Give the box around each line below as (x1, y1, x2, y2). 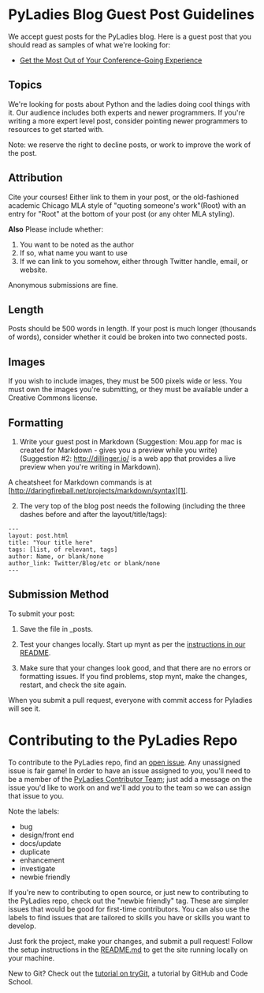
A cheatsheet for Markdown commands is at (8, 478, 152, 487)
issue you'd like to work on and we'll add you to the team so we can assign (8, 783, 251, 792)
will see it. (8, 704, 41, 713)
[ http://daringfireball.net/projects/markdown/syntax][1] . (8, 486, 188, 495)
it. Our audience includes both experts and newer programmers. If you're (8, 108, 246, 117)
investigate (19, 863, 56, 873)
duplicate (19, 847, 50, 856)
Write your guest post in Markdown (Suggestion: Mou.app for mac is (19, 437, 243, 446)
